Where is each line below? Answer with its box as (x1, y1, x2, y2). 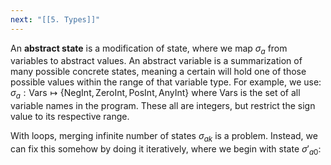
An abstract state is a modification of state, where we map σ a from (10, 42, 288, 56)
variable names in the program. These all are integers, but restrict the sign (10, 100, 316, 112)
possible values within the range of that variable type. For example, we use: (10, 76, 322, 88)
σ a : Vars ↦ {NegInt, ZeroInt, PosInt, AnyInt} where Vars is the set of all (10, 87, 301, 101)
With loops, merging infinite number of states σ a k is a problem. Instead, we (10, 130, 318, 145)
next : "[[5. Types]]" (10, 14, 101, 25)
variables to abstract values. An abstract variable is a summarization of (10, 55, 303, 67)
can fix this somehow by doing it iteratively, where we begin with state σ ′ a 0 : (10, 143, 322, 157)
